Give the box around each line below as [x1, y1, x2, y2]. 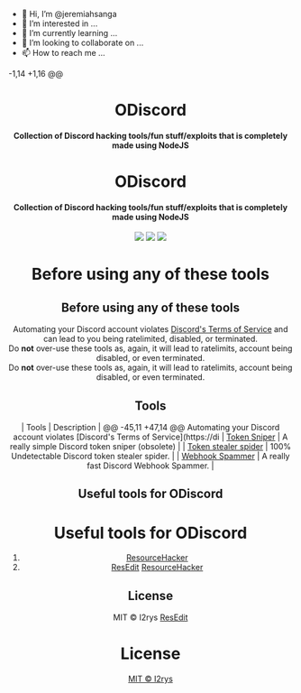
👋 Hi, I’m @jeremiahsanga [21, 9, 118, 19]
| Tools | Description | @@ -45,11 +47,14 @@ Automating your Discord [21, 421, 280, 432]
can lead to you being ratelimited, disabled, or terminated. [42, 334, 259, 345]
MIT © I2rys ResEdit [113, 612, 188, 623]
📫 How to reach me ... [21, 48, 105, 58]
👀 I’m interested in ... [21, 18, 98, 29]
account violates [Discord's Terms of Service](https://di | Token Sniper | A [13, 431, 288, 442]
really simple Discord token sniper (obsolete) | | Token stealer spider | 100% [9, 440, 292, 451]
